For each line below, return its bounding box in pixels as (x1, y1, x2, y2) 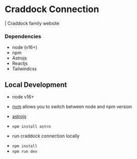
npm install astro (12, 124, 51, 129)
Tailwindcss (12, 66, 37, 72)
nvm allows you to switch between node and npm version (12, 103, 132, 110)
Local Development (5, 80, 67, 89)
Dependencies (5, 33, 41, 40)
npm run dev (12, 149, 37, 154)
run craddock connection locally (12, 133, 80, 139)
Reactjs (12, 61, 28, 67)
